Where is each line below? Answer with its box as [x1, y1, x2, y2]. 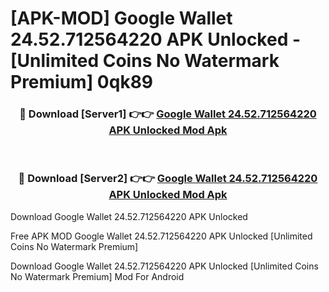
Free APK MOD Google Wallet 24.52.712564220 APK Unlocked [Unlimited [10, 230, 313, 242]
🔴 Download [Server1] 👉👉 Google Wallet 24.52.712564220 [19, 107, 317, 121]
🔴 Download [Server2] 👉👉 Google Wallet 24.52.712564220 [18, 172, 318, 186]
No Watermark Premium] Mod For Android [10, 270, 185, 282]
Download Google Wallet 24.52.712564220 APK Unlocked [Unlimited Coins [10, 260, 319, 272]
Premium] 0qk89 [10, 71, 154, 94]
